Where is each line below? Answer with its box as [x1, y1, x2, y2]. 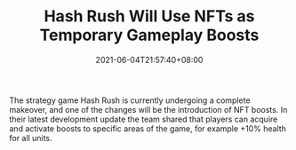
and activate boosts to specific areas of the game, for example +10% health [9, 122, 287, 134]
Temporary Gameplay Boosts [39, 25, 260, 45]
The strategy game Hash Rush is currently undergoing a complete [9, 95, 251, 106]
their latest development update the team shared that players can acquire [9, 114, 278, 124]
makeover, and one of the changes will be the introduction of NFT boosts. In [9, 104, 288, 114]
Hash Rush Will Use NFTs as [44, 6, 255, 27]
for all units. [9, 132, 52, 143]
